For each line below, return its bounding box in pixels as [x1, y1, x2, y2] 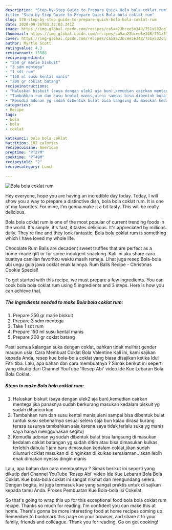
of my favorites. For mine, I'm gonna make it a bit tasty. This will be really [5, 203, 159, 210]
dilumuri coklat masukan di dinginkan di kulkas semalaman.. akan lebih [12, 450, 162, 456]
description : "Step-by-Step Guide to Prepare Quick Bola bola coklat [5, 7, 157, 13]
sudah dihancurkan [12, 406, 54, 412]
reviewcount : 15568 [5, 50, 47, 55]
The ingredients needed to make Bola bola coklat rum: [5, 299, 123, 305]
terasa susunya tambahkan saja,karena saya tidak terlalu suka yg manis [12, 423, 164, 429]
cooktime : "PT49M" [5, 154, 45, 160]
